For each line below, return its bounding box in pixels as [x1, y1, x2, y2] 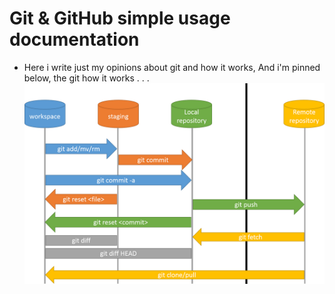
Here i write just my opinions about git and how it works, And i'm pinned [23, 61, 321, 73]
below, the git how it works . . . [23, 72, 150, 84]
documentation [9, 28, 140, 51]
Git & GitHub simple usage [9, 7, 231, 30]
